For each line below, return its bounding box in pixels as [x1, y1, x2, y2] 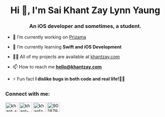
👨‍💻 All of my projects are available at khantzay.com [12, 54, 120, 60]
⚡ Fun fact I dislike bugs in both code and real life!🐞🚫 [12, 76, 125, 82]
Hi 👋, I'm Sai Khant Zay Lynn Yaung [10, 5, 160, 16]
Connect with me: [5, 91, 50, 98]
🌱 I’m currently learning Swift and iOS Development [12, 44, 122, 50]
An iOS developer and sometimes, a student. [29, 23, 142, 30]
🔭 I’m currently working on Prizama [12, 34, 86, 40]
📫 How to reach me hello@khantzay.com [12, 64, 102, 70]
